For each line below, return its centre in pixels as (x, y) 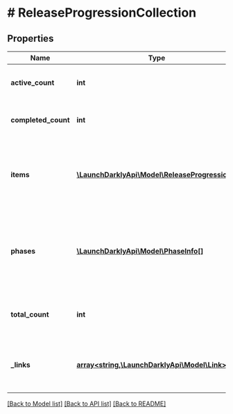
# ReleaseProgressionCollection (102, 13)
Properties (31, 39)
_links (21, 365)
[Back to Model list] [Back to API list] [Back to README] (87, 404)
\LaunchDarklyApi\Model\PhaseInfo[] (140, 251)
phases (23, 251)
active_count (33, 83)
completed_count (41, 120)
